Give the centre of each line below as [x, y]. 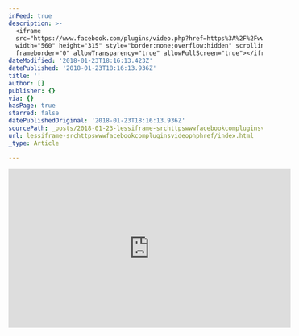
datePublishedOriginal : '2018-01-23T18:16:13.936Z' [97, 121]
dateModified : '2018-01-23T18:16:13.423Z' [81, 61]
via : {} [21, 98]
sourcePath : [28, 128]
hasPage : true [32, 106]
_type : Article [34, 143]
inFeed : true [30, 16]
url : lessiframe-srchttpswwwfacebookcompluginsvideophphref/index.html [131, 135]
